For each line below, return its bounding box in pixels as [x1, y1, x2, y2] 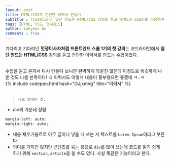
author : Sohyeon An [5, 26, 47, 31]
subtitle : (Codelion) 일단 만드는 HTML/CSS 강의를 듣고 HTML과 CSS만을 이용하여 [5, 17, 164, 22]
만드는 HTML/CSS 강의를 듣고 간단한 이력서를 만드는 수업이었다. [10, 52, 139, 58]
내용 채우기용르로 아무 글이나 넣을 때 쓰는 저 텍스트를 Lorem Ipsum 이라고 [12, 131, 156, 137]
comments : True [5, 31, 40, 36]
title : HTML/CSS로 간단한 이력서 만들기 [5, 12, 81, 17]
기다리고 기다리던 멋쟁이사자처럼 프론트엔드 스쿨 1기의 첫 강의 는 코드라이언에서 [5, 46, 160, 51]
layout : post [5, 7, 33, 13]
